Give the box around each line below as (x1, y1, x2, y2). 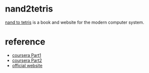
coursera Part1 (12, 52, 41, 58)
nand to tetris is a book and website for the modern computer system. (5, 19, 144, 25)
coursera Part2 (12, 57, 42, 63)
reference (5, 36, 45, 47)
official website (12, 62, 43, 68)
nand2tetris (5, 3, 53, 15)
